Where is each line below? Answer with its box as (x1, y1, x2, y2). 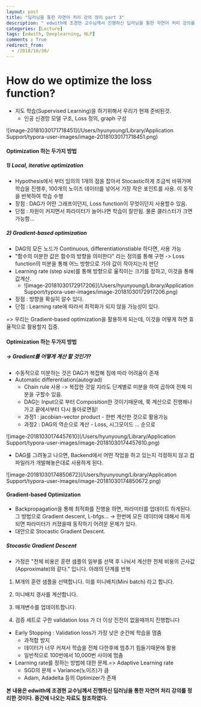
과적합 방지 (23, 636, 50, 643)
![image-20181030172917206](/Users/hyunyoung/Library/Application (23, 282, 194, 289)
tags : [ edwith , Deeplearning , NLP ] (6, 31, 95, 37)
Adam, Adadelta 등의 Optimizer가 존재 (23, 674, 116, 681)
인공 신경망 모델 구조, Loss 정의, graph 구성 (23, 115, 127, 122)
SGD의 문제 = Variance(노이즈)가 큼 (23, 666, 109, 673)
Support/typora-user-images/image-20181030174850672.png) (6, 477, 161, 484)
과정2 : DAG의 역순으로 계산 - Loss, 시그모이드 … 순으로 (23, 420, 156, 428)
